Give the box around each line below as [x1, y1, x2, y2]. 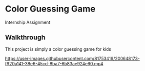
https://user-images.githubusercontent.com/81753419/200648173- [5, 56, 140, 61]
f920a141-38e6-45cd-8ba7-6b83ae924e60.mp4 [5, 60, 104, 66]
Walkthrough [5, 33, 45, 42]
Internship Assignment [5, 19, 50, 25]
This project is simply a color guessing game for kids [5, 46, 111, 52]
